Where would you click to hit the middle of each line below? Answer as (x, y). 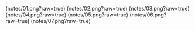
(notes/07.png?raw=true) (61, 21)
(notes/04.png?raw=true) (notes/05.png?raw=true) (67, 15)
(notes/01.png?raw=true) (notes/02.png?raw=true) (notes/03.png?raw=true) (97, 9)
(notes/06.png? (148, 15)
